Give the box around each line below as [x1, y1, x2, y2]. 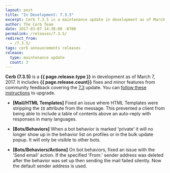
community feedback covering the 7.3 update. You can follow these [5, 85, 147, 91]
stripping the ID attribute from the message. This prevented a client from [12, 105, 165, 111]
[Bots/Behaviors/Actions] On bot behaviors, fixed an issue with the [12, 146, 155, 153]
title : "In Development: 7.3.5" [5, 12, 74, 17]
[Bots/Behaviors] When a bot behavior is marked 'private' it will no [12, 126, 154, 132]
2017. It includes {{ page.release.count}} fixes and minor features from [5, 79, 155, 85]
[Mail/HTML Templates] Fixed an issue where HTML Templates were [12, 100, 158, 106]
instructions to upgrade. [5, 90, 56, 96]
